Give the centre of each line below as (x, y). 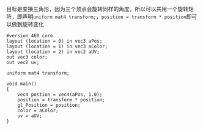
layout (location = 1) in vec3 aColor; (57, 46)
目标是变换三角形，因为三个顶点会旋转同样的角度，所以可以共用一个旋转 (97, 9)
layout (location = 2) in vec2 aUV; (53, 52)
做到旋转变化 (28, 24)
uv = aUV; (30, 116)
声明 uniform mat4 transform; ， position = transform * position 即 (107, 16)
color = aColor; (38, 110)
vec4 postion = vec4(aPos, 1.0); (60, 95)
